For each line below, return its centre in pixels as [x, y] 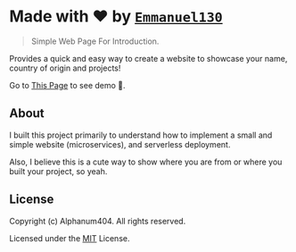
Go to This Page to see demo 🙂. [68, 85]
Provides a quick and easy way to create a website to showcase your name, [148, 58]
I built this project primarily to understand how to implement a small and [141, 135]
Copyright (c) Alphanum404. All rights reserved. [98, 221]
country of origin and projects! [65, 68]
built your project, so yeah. [58, 171]
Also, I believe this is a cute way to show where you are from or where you [146, 162]
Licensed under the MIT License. [70, 238]
